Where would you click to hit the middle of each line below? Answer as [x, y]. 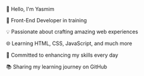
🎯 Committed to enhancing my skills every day [62, 55]
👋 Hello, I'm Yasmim [30, 9]
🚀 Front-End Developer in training [46, 20]
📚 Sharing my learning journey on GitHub [57, 67]
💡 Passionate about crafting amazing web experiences [72, 32]
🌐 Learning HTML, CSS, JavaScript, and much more [69, 43]
